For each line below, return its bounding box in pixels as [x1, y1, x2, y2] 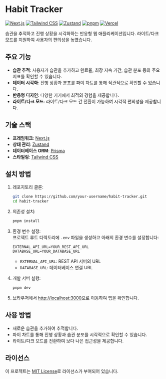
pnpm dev [12, 285, 31, 290]
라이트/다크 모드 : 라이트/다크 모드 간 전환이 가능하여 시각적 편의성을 [12, 98, 144, 104]
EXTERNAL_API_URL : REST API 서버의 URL [19, 258, 101, 264]
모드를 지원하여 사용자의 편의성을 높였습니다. [5, 37, 92, 43]
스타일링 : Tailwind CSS [12, 154, 58, 160]
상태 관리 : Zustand [12, 141, 49, 147]
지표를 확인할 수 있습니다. [12, 73, 62, 79]
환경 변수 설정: [12, 228, 41, 234]
